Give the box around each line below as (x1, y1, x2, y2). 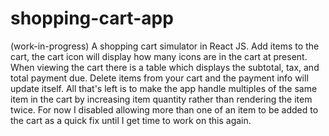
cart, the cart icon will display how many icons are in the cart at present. (10, 50, 308, 62)
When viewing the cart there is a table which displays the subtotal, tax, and (10, 61, 320, 73)
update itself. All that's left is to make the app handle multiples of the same (10, 82, 318, 94)
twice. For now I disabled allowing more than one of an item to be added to (10, 103, 319, 116)
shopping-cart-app (10, 7, 174, 30)
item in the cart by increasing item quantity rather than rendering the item (10, 93, 313, 105)
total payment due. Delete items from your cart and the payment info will (10, 72, 309, 84)
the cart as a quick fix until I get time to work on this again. (10, 114, 252, 126)
